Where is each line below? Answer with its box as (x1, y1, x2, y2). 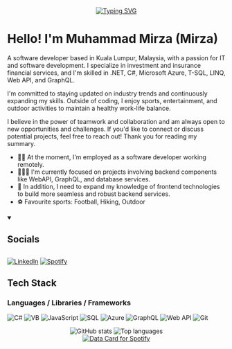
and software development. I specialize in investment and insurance (7, 61, 202, 69)
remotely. (17, 160, 45, 168)
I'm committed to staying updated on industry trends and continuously (7, 89, 208, 98)
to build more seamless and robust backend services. (17, 190, 171, 198)
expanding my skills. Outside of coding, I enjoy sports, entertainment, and (7, 96, 217, 105)
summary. (7, 139, 36, 147)
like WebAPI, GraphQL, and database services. (17, 174, 151, 183)
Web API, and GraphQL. (7, 75, 75, 84)
